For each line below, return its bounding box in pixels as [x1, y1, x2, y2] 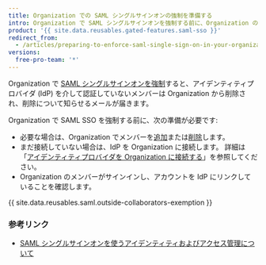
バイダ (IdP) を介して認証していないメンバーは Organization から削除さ [14, 88, 246, 98]
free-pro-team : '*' [15, 56, 80, 64]
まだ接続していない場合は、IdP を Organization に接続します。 [19, 142, 223, 152]
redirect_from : [8, 33, 59, 42]
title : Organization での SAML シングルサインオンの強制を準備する [8, 11, 213, 20]
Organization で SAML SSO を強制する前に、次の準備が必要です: [8, 115, 218, 125]
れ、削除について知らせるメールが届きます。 [8, 98, 154, 108]
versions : [8, 48, 41, 56]
